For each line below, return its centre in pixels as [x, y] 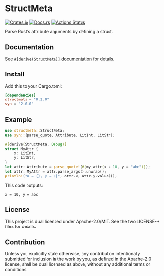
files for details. [21, 226]
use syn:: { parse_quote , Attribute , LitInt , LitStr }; [60, 135]
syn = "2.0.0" [20, 104]
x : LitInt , [25, 153]
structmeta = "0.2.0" [27, 100]
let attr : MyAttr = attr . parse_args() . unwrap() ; [56, 172]
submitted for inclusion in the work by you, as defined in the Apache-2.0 [78, 259]
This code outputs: [24, 185]
